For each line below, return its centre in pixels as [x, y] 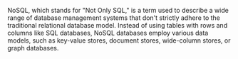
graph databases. [33, 48]
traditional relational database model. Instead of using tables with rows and [118, 25]
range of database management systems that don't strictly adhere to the [114, 18]
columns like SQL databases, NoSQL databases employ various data [108, 33]
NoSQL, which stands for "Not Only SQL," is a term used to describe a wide [118, 10]
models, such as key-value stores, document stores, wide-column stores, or [119, 41]
